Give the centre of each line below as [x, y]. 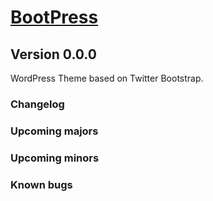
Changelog [37, 104]
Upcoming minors [55, 158]
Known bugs [41, 184]
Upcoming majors [54, 131]
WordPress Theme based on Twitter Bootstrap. [107, 78]
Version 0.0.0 [53, 54]
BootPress [54, 17]
